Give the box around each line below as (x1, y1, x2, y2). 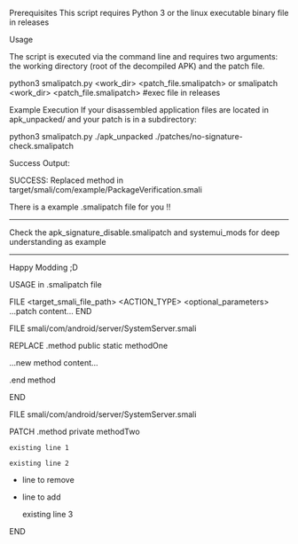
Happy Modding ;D (9, 262, 78, 272)
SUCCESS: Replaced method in (9, 175, 124, 185)
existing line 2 (9, 459, 69, 468)
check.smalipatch (9, 141, 74, 151)
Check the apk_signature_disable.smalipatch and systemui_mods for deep (9, 227, 280, 238)
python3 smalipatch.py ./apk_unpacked (9, 131, 153, 141)
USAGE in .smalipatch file (9, 280, 102, 289)
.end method (9, 374, 56, 385)
